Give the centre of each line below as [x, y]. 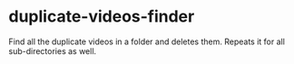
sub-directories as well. [53, 50]
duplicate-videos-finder [102, 17]
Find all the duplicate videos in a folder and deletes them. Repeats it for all [147, 41]
